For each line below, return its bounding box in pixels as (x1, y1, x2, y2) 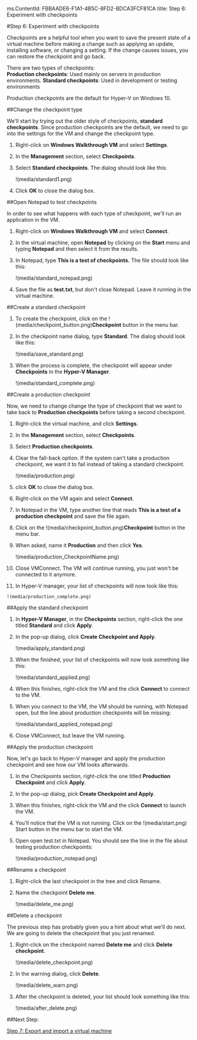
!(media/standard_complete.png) (15, 380, 95, 386)
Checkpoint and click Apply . (15, 779, 86, 786)
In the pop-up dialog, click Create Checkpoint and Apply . (15, 634, 156, 640)
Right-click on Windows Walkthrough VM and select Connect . (15, 228, 169, 235)
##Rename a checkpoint (6, 867, 67, 873)
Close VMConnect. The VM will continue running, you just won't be (15, 565, 179, 572)
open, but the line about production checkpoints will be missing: (15, 709, 172, 716)
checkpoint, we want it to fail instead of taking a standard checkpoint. (15, 461, 185, 468)
